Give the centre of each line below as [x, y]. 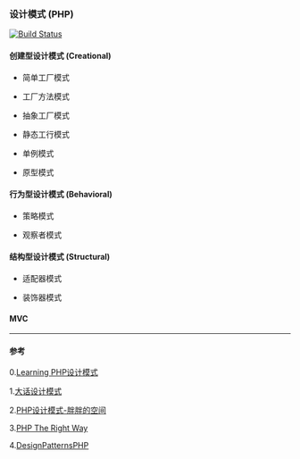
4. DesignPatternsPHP [49, 446]
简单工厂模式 [46, 77]
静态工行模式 [46, 134]
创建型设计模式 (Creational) [60, 55]
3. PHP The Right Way [49, 428]
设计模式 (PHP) [42, 13]
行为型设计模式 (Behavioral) [61, 195]
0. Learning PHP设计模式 [54, 372]
